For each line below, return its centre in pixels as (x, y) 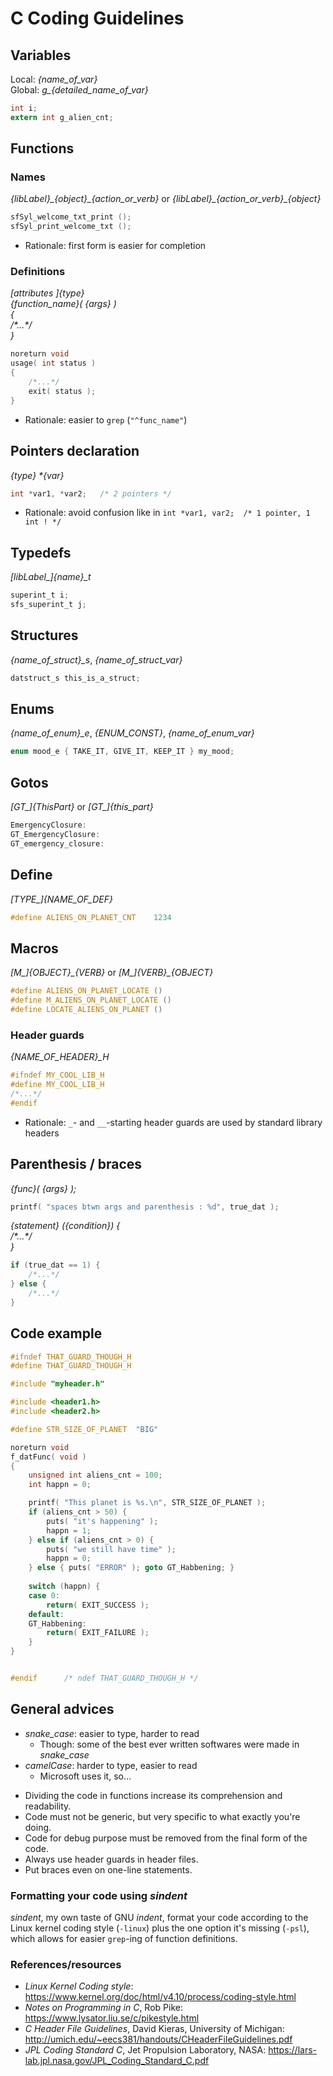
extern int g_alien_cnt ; (62, 117)
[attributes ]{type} (47, 293)
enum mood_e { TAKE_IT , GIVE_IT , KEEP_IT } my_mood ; (122, 752)
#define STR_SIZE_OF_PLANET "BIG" (84, 1429)
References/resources (66, 1964)
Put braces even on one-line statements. (108, 1869)
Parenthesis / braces (76, 1164)
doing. (38, 1827)
